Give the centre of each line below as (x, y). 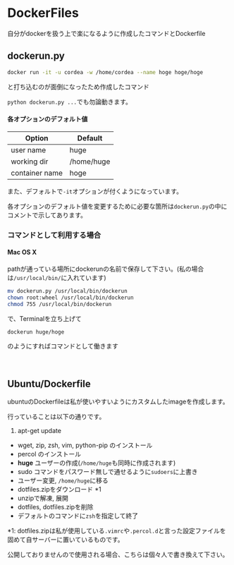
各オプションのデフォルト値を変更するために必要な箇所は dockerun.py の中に (117, 206)
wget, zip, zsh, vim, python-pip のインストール (85, 445)
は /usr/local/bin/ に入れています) (57, 277)
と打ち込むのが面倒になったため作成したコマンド (78, 87)
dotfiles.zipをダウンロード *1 (59, 490)
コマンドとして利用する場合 (54, 235)
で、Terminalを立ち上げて (45, 318)
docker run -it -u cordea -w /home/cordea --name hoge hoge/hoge (105, 72)
